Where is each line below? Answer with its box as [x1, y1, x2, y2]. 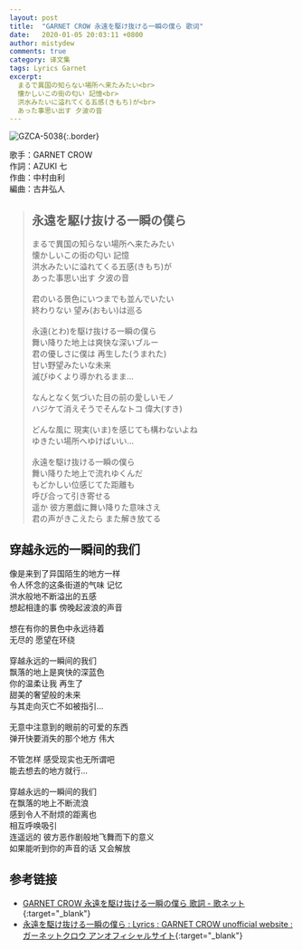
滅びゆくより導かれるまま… [31, 371, 134, 382]
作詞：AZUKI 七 [9, 160, 68, 172]
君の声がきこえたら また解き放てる [31, 513, 161, 524]
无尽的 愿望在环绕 [9, 634, 75, 645]
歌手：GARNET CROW [9, 150, 93, 160]
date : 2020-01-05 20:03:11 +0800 [9, 30, 144, 39]
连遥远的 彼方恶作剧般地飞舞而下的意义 [9, 831, 155, 842]
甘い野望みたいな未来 [31, 360, 111, 371]
